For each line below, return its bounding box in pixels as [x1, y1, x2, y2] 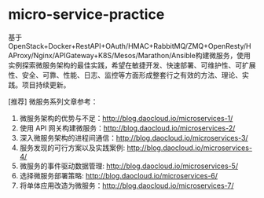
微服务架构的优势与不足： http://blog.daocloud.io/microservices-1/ [19, 113, 233, 123]
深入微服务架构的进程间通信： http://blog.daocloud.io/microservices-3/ [19, 133, 249, 142]
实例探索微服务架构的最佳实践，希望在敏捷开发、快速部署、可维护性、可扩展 [8, 60, 256, 70]
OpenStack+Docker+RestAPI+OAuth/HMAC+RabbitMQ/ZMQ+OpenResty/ [8, 41, 247, 50]
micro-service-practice [8, 5, 165, 24]
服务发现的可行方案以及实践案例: [19, 143, 126, 152]
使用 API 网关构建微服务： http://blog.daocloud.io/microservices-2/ [19, 123, 236, 133]
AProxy [8, 50, 31, 60]
